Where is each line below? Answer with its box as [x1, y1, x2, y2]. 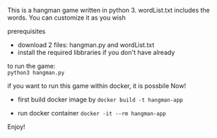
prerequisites [7, 27, 46, 35]
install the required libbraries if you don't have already [17, 49, 175, 56]
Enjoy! [7, 123, 26, 131]
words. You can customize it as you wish [7, 13, 126, 22]
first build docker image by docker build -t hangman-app [17, 95, 183, 103]
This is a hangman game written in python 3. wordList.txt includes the [7, 6, 211, 14]
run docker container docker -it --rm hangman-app [17, 109, 166, 117]
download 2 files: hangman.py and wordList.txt [17, 41, 155, 49]
